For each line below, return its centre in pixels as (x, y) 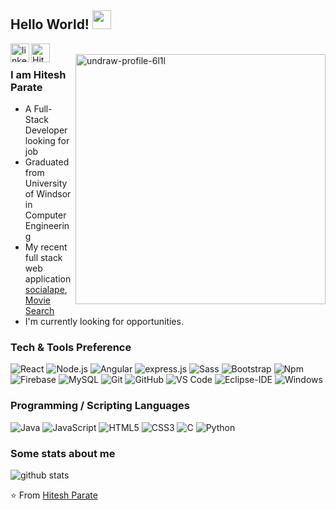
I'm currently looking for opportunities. (104, 322)
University (46, 183)
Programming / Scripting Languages (100, 406)
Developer (46, 130)
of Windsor (48, 194)
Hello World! (50, 24)
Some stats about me (63, 453)
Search (39, 311)
